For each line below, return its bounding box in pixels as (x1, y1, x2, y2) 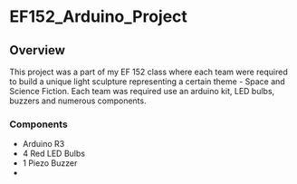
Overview (9, 43, 66, 58)
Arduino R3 (22, 139, 65, 150)
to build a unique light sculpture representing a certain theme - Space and (9, 76, 285, 87)
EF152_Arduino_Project (9, 6, 188, 27)
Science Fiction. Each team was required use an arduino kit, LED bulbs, (9, 86, 275, 96)
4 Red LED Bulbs (22, 148, 86, 160)
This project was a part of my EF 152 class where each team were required (9, 66, 288, 77)
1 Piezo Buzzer (22, 158, 78, 169)
